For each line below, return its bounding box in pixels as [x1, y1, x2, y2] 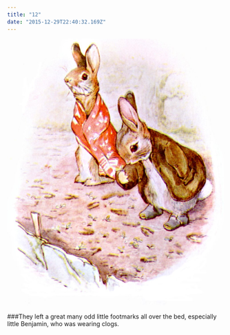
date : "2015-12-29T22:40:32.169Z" [7, 18, 107, 26]
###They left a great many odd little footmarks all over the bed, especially [7, 312, 217, 321]
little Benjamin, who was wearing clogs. [7, 320, 119, 328]
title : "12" [7, 11, 41, 18]
